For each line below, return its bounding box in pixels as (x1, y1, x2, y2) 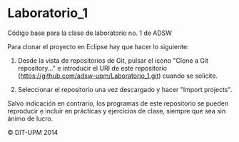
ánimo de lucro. (7, 114, 54, 123)
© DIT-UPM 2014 (7, 128, 59, 136)
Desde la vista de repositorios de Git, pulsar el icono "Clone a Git (17, 56, 209, 65)
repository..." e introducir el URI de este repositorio (17, 64, 168, 72)
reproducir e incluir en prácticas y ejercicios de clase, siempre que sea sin (7, 106, 226, 115)
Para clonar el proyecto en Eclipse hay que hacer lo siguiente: (7, 42, 189, 51)
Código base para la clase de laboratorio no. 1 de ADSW (7, 29, 173, 37)
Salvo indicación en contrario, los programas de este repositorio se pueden (7, 98, 229, 108)
